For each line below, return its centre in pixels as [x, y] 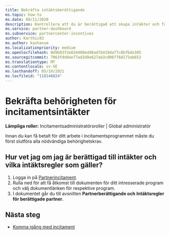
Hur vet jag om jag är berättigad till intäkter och [81, 157]
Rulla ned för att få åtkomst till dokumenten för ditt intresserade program [88, 183]
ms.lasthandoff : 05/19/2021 [35, 72]
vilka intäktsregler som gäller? [54, 165]
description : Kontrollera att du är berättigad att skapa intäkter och [82, 24]
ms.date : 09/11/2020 [27, 19]
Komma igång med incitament [44, 227]
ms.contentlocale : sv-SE [31, 66]
